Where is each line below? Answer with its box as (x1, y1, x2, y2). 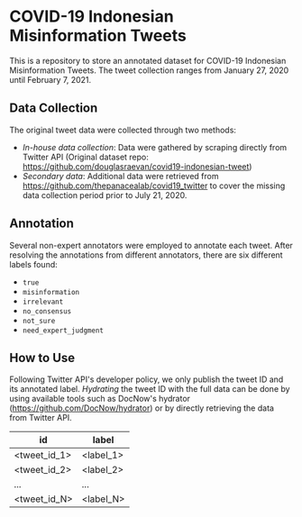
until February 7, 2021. (9, 74, 92, 85)
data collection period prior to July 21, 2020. (22, 189, 188, 200)
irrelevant (22, 297, 64, 306)
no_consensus (22, 306, 72, 316)
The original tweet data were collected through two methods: (9, 124, 237, 135)
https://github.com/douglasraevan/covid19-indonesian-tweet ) (22, 160, 252, 172)
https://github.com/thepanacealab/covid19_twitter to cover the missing (22, 180, 286, 191)
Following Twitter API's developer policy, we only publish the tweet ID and (9, 374, 284, 385)
